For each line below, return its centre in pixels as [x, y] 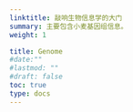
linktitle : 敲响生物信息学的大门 [66, 18]
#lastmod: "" [34, 68]
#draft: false [36, 77]
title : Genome [36, 51]
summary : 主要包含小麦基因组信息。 [69, 26]
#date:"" [26, 60]
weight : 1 [28, 35]
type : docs [30, 93]
